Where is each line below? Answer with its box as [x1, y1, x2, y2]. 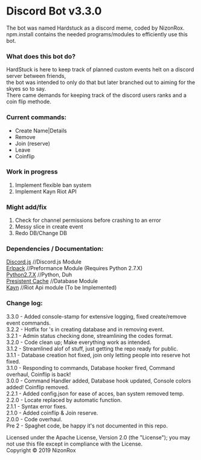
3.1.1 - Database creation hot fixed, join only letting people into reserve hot [6, 351, 190, 358]
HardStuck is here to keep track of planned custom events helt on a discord [6, 66, 194, 73]
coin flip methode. [6, 98, 51, 105]
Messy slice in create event [14, 223, 83, 230]
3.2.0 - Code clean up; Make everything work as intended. [6, 339, 152, 346]
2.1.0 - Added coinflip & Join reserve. [6, 409, 98, 416]
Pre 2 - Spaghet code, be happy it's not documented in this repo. [6, 422, 168, 429]
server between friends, [6, 73, 66, 80]
